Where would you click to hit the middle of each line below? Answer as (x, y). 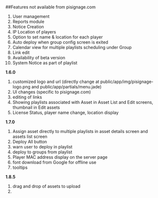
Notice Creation (28, 27)
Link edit (21, 52)
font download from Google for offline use (54, 162)
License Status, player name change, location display (65, 113)
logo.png (22, 87)
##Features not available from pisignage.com (50, 7)
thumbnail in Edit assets (36, 107)
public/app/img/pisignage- (127, 82)
